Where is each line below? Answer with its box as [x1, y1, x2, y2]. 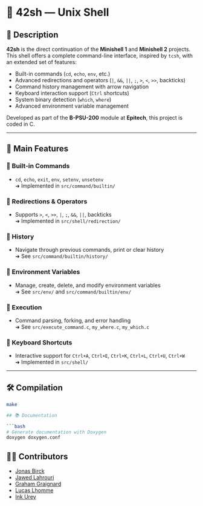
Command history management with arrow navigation [14, 83, 149, 90]
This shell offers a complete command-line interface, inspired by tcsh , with [6, 52, 193, 59]
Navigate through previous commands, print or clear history [14, 246, 164, 254]
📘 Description [6, 30, 59, 40]
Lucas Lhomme [14, 487, 54, 494]
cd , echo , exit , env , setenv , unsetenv [14, 176, 104, 183]
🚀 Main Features [6, 143, 68, 154]
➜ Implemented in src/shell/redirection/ [14, 217, 121, 225]
